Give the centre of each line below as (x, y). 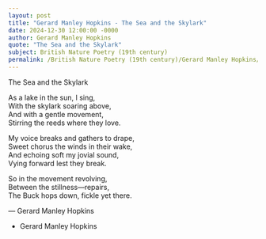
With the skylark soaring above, (60, 106)
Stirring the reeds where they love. (65, 123)
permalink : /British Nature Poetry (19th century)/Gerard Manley (118, 60)
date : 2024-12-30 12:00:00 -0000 (63, 30)
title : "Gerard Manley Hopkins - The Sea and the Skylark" (108, 23)
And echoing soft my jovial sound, (64, 154)
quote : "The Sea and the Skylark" (65, 45)
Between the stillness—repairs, (59, 187)
